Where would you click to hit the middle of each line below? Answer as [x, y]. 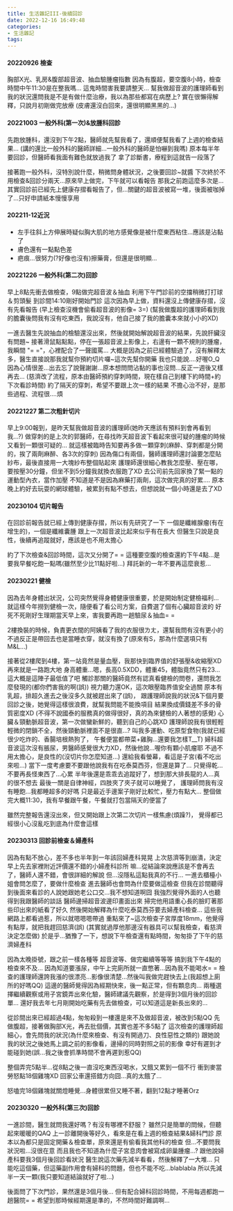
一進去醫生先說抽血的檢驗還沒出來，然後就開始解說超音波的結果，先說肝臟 [113, 333]
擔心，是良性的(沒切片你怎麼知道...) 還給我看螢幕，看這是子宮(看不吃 [117, 757]
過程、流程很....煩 [38, 393]
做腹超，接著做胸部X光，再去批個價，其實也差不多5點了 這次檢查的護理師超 [115, 1026]
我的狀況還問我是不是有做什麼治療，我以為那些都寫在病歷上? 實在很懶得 [110, 97]
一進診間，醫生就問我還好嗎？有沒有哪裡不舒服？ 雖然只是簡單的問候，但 [111, 1124]
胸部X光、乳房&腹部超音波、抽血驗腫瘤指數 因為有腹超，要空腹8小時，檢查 [114, 79]
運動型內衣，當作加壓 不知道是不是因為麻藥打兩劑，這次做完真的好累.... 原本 [116, 480]
